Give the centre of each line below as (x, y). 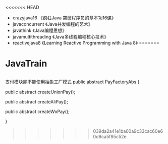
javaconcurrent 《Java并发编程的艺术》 (52, 24)
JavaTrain (26, 64)
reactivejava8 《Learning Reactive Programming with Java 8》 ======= (86, 43)
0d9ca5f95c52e (110, 136)
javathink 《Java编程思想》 (40, 30)
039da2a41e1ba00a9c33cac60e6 (128, 131)
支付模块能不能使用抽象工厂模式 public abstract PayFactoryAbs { (72, 82)
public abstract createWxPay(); (37, 112)
